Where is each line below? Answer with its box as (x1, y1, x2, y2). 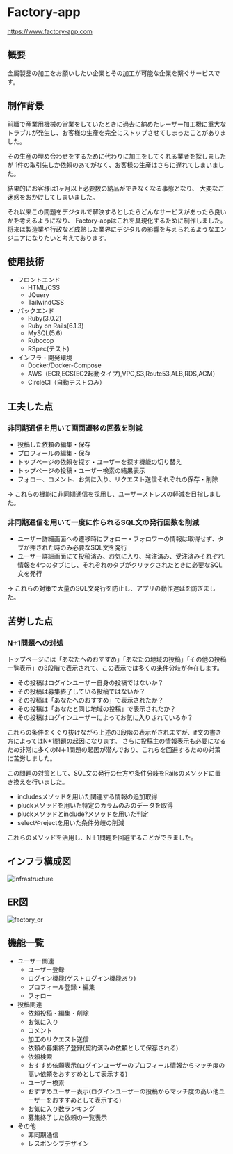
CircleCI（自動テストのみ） (27, 378, 106, 387)
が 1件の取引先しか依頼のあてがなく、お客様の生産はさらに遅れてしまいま (7, 161, 218, 169)
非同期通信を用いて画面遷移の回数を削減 (7, 423, 143, 433)
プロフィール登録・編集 (27, 983, 95, 991)
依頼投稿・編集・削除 (27, 1009, 89, 1018)
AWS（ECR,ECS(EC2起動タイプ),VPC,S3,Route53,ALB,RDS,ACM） (27, 369, 219, 378)
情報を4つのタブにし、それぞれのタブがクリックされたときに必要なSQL (17, 561, 223, 569)
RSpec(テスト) (27, 345, 70, 353)
